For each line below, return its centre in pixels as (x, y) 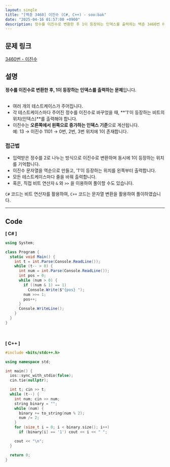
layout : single (21, 10)
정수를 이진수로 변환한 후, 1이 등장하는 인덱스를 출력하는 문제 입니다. (71, 90)
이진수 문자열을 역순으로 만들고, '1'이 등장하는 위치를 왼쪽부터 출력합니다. (84, 171)
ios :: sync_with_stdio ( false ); (41, 376)
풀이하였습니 (148, 194)
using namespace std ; (28, 362)
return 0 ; (20, 455)
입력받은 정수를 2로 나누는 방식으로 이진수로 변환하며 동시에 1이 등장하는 (84, 158)
